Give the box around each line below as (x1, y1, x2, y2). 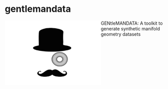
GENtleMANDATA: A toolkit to (101, 20, 163, 26)
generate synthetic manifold (101, 25, 160, 31)
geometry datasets (101, 31, 141, 37)
